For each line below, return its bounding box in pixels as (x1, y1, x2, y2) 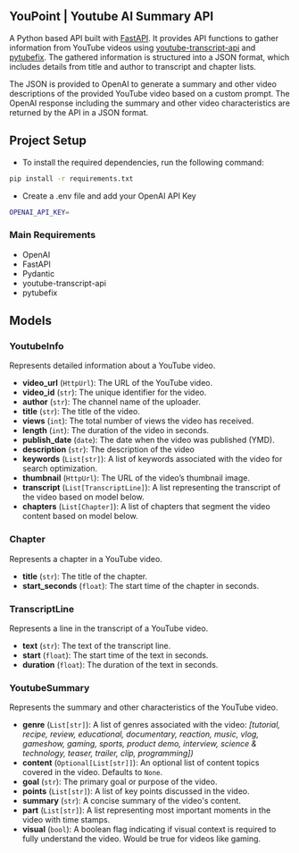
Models (9, 313, 52, 328)
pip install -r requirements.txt (9, 174, 134, 183)
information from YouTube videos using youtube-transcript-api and (9, 42, 256, 53)
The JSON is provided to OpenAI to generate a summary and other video (9, 78, 277, 90)
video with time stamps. (21, 815, 111, 825)
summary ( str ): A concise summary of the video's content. (21, 796, 241, 806)
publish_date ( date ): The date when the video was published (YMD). (21, 435, 275, 446)
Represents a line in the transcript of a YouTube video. (9, 623, 209, 634)
